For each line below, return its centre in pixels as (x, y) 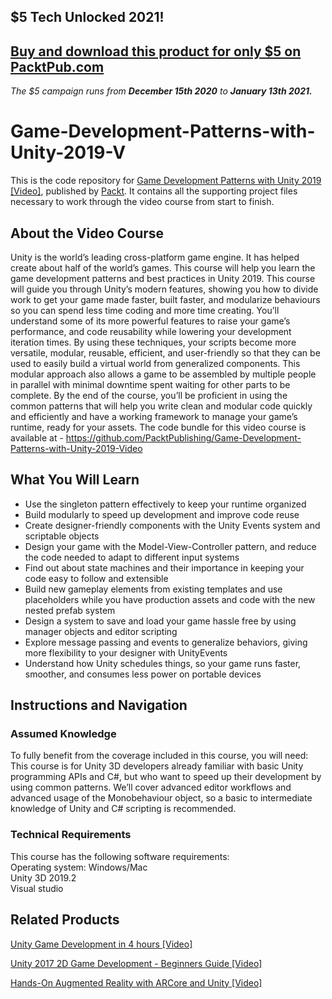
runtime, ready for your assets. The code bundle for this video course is (158, 427)
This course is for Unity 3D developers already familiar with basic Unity (157, 766)
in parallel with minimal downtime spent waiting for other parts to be (150, 384)
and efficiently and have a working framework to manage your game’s (154, 416)
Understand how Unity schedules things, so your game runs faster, (163, 663)
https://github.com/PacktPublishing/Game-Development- (183, 437)
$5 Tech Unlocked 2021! (87, 17)
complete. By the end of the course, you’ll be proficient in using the (149, 395)
